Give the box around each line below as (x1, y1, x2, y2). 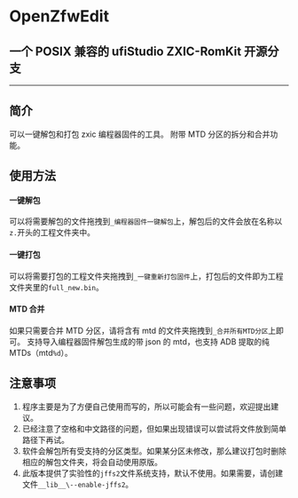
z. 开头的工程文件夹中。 (9, 227, 96, 238)
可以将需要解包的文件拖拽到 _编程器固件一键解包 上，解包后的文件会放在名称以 (9, 216, 283, 227)
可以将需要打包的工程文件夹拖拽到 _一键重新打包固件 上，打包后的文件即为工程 (9, 271, 284, 281)
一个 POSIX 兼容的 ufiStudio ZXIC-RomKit (9, 43, 242, 59)
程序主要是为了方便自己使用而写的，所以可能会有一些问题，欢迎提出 (21, 401, 271, 412)
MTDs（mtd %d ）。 (9, 347, 73, 358)
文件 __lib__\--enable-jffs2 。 (21, 478, 134, 489)
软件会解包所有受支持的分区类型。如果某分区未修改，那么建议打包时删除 (21, 446, 286, 456)
